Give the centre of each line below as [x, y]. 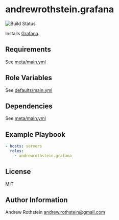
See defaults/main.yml [29, 90]
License [18, 172]
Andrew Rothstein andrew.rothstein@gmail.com [55, 212]
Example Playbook [35, 135]
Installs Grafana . [22, 33]
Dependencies [29, 106]
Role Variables [29, 78]
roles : [17, 151]
